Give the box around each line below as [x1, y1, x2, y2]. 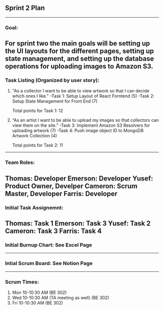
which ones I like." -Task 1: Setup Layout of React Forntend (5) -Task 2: [12, 93, 155, 99]
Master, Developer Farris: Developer [5, 189, 118, 198]
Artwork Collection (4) [12, 133, 57, 139]
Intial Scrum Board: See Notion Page [5, 260, 93, 267]
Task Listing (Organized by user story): [5, 77, 100, 84]
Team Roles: [5, 159, 35, 166]
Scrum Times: [5, 278, 39, 285]
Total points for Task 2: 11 [12, 142, 63, 148]
